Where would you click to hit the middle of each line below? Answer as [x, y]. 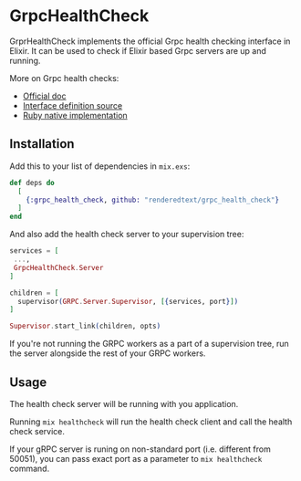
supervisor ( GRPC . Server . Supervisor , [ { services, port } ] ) [128, 301]
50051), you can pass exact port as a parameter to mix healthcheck [136, 458]
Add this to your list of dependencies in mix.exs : [100, 166]
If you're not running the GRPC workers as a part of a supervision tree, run [149, 344]
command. [30, 468]
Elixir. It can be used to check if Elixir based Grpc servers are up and [138, 50]
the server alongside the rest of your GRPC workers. [108, 353]
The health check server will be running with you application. [124, 403]
